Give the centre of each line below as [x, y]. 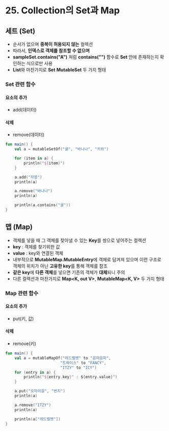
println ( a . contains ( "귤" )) [43, 205]
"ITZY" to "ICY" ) [78, 368]
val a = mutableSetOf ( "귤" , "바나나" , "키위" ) [62, 149]
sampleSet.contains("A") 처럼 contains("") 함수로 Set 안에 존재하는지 [86, 57]
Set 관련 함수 [20, 84]
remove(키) [25, 344]
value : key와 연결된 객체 [38, 253]
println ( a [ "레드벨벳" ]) [38, 419]
